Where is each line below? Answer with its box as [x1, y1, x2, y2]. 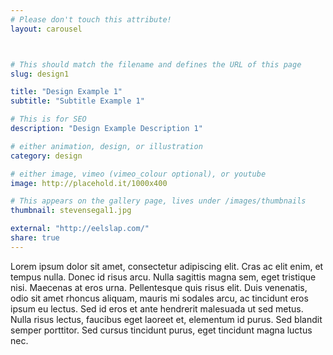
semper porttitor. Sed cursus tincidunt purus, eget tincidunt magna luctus [10, 324, 313, 336]
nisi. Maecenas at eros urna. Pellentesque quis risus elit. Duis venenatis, [10, 281, 308, 293]
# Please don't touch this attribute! [10, 14, 172, 25]
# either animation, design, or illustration [10, 141, 203, 151]
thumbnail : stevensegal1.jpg [10, 206, 132, 216]
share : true [10, 233, 60, 243]
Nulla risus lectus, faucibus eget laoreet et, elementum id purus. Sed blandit [10, 313, 323, 325]
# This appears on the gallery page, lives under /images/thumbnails [10, 196, 307, 206]
